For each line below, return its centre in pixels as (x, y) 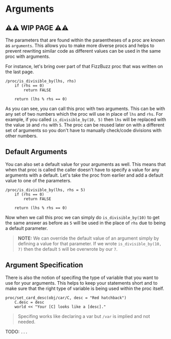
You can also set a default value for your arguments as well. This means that (86, 164)
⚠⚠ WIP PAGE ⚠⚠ (37, 28)
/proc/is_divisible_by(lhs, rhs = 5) (45, 190)
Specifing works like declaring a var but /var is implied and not (84, 316)
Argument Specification (44, 265)
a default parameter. (27, 228)
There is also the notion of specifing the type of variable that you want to (82, 278)
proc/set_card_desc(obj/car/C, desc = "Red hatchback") (66, 298)
